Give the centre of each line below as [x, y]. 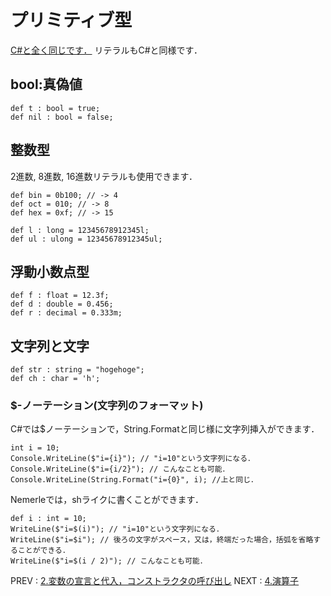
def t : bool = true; [55, 108]
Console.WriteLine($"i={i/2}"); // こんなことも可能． [120, 469]
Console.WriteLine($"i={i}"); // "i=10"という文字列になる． [132, 459]
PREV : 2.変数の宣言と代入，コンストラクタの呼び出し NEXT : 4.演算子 [155, 581]
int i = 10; [35, 448]
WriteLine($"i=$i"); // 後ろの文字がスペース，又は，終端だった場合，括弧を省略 [162, 540]
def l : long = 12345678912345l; [80, 230]
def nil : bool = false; [62, 117]
